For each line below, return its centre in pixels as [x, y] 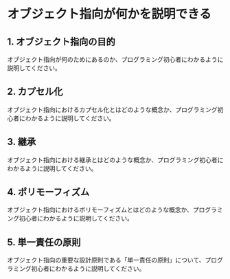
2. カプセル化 [35, 92]
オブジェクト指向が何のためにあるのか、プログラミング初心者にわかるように [115, 59]
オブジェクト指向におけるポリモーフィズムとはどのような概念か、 [100, 210]
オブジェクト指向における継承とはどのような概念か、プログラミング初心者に [115, 159]
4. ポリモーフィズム [48, 192]
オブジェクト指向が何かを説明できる [109, 14]
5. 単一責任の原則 [44, 242]
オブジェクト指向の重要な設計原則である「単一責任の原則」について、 [106, 260]
